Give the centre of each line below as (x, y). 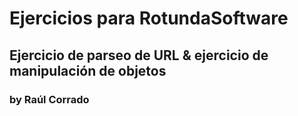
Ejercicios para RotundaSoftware (149, 18)
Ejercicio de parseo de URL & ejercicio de (139, 55)
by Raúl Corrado (49, 99)
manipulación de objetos (88, 70)
